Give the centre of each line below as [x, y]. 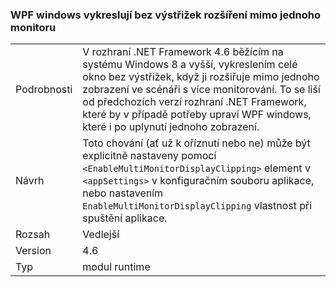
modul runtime [116, 267]
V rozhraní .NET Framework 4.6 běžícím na [183, 52]
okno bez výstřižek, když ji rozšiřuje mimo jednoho [201, 77]
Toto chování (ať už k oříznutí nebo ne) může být [196, 143]
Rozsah [33, 235]
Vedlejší [101, 235]
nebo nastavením [123, 193]
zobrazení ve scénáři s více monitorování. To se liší [201, 90]
